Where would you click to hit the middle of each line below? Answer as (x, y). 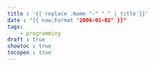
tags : (15, 27)
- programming (40, 33)
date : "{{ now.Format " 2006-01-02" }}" (67, 20)
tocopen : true (29, 53)
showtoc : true (29, 46)
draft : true (26, 40)
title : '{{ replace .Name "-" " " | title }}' (78, 14)
